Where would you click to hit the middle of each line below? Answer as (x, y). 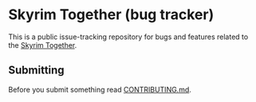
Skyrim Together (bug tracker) (111, 15)
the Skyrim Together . (43, 45)
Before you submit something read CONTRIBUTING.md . (100, 89)
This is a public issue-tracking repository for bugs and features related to (128, 37)
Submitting (37, 71)
